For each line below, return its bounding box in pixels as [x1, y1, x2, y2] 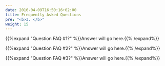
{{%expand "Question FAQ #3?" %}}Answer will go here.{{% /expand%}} [5, 55, 160, 61]
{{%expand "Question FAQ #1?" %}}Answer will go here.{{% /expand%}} [5, 36, 160, 42]
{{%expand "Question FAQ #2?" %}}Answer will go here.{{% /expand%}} [5, 45, 160, 51]
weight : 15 [5, 21, 29, 27]
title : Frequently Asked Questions [5, 12, 81, 17]
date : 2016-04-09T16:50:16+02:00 [5, 7, 77, 13]
